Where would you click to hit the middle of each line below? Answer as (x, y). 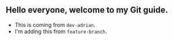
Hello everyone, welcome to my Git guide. (87, 10)
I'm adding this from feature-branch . (61, 31)
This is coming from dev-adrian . (55, 24)
